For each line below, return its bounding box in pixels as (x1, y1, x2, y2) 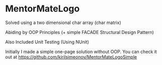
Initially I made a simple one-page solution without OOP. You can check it (5, 48, 157, 54)
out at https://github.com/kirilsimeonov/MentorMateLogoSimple (5, 53, 137, 60)
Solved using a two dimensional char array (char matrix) (5, 19, 122, 25)
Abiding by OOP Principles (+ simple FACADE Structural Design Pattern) (5, 29, 154, 35)
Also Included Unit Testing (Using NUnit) (5, 38, 89, 45)
